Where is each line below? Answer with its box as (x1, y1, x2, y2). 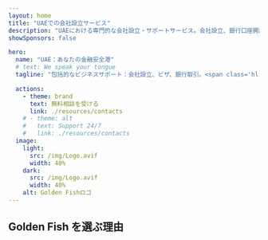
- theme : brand (22, 92, 73, 100)
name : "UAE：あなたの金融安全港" (15, 56, 115, 64)
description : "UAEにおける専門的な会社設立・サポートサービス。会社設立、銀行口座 (8, 26, 254, 34)
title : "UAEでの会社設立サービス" (8, 19, 111, 27)
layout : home (8, 11, 52, 20)
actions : (15, 85, 45, 92)
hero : (8, 49, 26, 57)
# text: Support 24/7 (22, 122, 102, 130)
